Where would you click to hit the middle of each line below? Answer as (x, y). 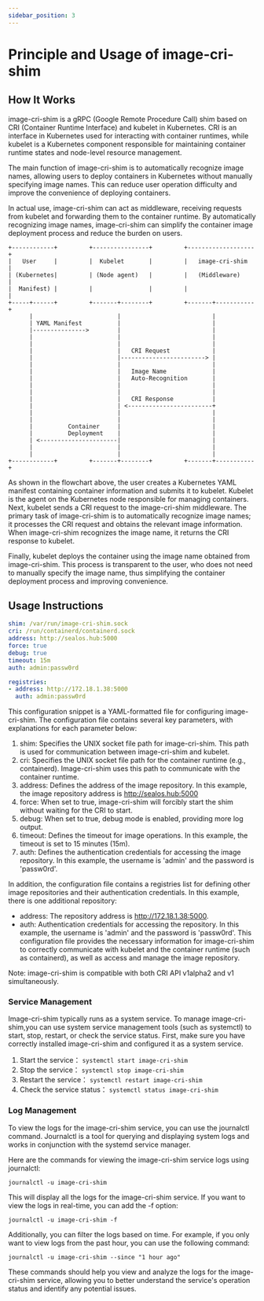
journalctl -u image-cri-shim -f (63, 1220)
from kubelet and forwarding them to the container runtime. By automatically (132, 216)
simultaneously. (33, 982)
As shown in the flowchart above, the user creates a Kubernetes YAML (123, 482)
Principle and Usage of (84, 54)
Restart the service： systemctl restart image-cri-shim (111, 1080)
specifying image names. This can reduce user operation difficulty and (123, 184)
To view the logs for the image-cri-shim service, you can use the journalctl (129, 1128)
